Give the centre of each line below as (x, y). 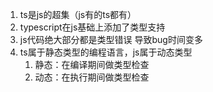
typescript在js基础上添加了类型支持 (92, 27)
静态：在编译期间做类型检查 (92, 64)
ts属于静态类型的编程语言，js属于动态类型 (106, 52)
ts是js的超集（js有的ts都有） (78, 14)
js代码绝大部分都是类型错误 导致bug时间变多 (111, 39)
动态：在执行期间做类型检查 (92, 77)
